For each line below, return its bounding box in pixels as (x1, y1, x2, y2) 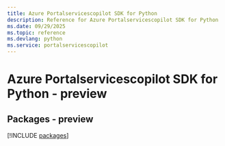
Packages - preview (7, 113, 94, 125)
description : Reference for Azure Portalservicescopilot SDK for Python (7, 16, 219, 23)
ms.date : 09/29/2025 (7, 23, 66, 29)
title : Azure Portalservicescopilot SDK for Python (7, 10, 157, 17)
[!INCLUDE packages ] (7, 132, 69, 139)
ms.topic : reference (7, 29, 66, 36)
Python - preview (7, 86, 107, 101)
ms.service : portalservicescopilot (7, 42, 109, 49)
